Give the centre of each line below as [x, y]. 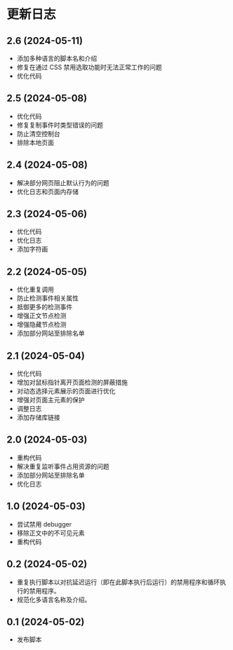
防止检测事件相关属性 [47, 298]
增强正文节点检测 [41, 316]
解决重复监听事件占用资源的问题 [63, 466]
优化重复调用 [35, 290]
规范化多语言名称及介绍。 [54, 600]
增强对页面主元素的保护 [51, 400]
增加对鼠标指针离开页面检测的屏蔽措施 [72, 382]
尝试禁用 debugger [44, 524]
